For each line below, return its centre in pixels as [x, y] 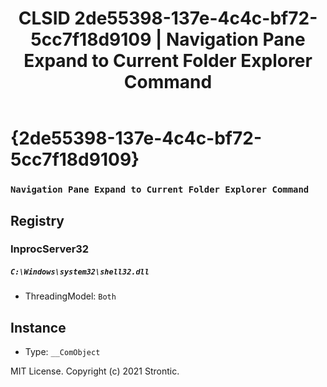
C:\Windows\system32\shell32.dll [80, 272]
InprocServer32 [50, 249]
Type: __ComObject [62, 352]
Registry [37, 220]
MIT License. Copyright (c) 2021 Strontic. [95, 371]
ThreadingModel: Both [70, 296]
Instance [38, 327]
